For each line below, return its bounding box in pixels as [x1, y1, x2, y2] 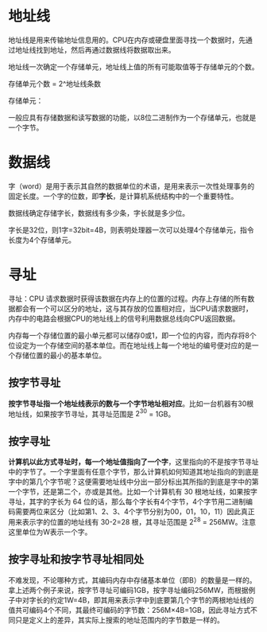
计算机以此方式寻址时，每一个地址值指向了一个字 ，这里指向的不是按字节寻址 [8, 457, 259, 466]
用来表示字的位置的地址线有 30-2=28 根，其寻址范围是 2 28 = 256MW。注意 [8, 516, 257, 526]
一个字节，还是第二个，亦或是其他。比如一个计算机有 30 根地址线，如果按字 [8, 487, 258, 497]
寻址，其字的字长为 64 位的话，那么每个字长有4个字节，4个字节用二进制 [8, 497, 246, 506]
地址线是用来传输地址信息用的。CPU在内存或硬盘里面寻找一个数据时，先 [8, 35, 246, 45]
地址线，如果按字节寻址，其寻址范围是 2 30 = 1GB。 [8, 408, 176, 419]
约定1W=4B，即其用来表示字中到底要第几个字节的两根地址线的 [49, 595, 254, 605]
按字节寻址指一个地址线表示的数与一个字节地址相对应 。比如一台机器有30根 [8, 399, 254, 408]
